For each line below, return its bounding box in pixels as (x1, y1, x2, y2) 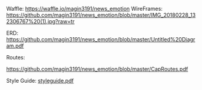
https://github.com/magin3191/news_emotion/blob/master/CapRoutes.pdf (6, 65, 188, 73)
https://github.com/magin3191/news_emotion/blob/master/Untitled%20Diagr (6, 36, 195, 43)
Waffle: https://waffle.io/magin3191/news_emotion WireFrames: (6, 5, 163, 12)
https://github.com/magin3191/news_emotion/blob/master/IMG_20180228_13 (6, 11, 196, 19)
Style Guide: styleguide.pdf (6, 77, 74, 84)
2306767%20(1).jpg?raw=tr (6, 18, 75, 25)
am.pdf (6, 42, 24, 49)
